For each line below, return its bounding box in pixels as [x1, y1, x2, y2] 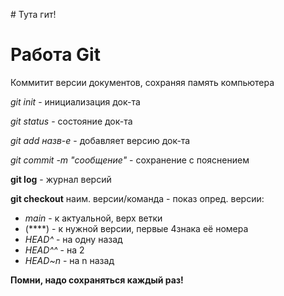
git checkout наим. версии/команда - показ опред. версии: [10, 192, 265, 204]
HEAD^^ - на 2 [24, 244, 85, 256]
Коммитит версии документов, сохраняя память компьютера [10, 76, 275, 88]
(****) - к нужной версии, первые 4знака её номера [24, 222, 249, 234]
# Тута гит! [10, 9, 57, 20]
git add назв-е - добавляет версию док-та [10, 134, 191, 146]
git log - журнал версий [10, 173, 112, 185]
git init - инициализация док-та [10, 95, 141, 108]
